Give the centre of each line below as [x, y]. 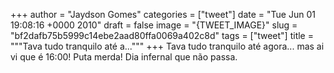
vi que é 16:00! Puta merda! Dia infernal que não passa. [124, 57]
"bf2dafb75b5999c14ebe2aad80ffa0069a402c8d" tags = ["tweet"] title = [162, 35]
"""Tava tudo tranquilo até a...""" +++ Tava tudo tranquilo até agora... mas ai [167, 46]
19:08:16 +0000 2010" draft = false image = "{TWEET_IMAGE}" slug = [154, 25]
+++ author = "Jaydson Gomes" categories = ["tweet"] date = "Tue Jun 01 [163, 14]
